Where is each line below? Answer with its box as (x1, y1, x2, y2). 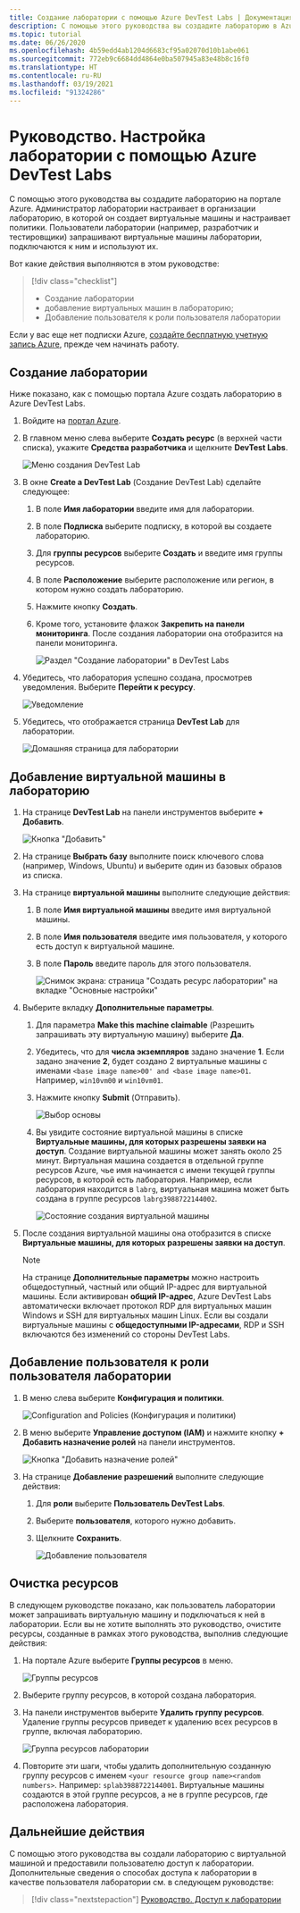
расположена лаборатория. (21, 1798, 129, 1809)
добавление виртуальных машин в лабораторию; (44, 303, 234, 314)
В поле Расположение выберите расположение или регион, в (35, 575, 274, 585)
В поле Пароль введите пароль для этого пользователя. (35, 958, 252, 969)
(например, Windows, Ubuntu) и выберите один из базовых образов (21, 860, 283, 871)
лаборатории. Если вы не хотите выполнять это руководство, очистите (9, 1618, 281, 1629)
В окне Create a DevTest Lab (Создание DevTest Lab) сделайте (21, 477, 262, 488)
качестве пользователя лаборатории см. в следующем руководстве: (9, 1876, 274, 1887)
